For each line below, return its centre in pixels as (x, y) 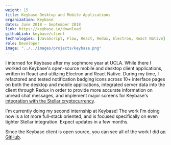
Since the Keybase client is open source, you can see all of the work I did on (86, 132)
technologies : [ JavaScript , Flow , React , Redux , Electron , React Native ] (86, 39)
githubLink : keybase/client (35, 34)
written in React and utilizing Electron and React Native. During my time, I (82, 74)
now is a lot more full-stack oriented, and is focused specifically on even (82, 116)
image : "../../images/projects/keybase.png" (53, 48)
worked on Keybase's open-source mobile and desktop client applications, (84, 68)
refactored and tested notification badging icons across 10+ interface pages (85, 79)
